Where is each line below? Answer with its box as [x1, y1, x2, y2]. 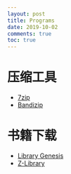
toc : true [7, 37, 37, 44]
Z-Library [17, 159, 45, 167]
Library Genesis [17, 151, 64, 160]
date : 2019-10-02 [7, 23, 58, 30]
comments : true [7, 30, 52, 37]
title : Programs [7, 17, 55, 24]
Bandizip [17, 100, 44, 110]
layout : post [7, 10, 46, 18]
